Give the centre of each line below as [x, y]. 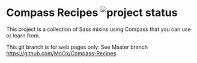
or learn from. [23, 35]
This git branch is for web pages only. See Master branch [77, 47]
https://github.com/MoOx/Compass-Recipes [61, 53]
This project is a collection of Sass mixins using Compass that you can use [98, 29]
